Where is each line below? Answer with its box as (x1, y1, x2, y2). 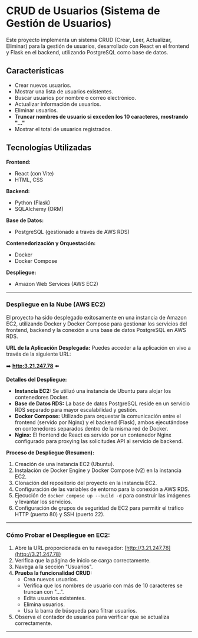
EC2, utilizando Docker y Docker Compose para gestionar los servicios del (6, 320, 187, 327)
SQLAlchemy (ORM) (14, 205, 64, 212)
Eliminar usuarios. (14, 106, 58, 113)
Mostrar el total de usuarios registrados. (14, 125, 112, 132)
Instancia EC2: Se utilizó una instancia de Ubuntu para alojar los (14, 387, 171, 394)
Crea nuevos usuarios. (23, 576, 78, 583)
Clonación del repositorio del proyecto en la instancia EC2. (14, 479, 157, 486)
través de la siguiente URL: (6, 350, 71, 357)
